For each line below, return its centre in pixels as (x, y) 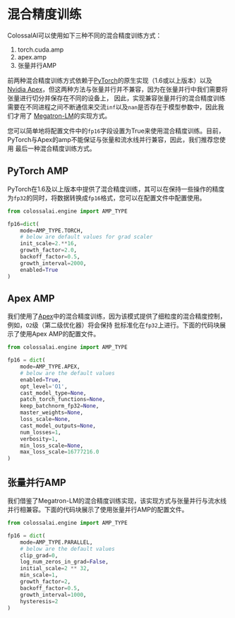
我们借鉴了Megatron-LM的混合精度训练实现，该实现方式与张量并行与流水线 (117, 501)
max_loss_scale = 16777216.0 (60, 452)
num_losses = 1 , (41, 432)
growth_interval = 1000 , (53, 595)
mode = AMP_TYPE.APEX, (50, 367)
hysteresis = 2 (39, 601)
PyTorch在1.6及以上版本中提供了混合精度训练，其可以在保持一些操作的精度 (116, 189)
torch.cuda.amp (41, 49)
